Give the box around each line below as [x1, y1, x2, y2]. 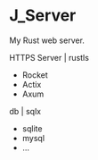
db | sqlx [9, 105, 42, 116]
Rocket [21, 69, 49, 80]
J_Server [9, 5, 77, 26]
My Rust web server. [9, 35, 85, 46]
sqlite [21, 122, 43, 134]
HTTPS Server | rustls [9, 52, 89, 63]
